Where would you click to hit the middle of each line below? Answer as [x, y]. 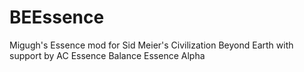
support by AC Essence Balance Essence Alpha [107, 55]
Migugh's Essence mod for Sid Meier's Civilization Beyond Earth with [151, 45]
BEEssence [57, 17]
